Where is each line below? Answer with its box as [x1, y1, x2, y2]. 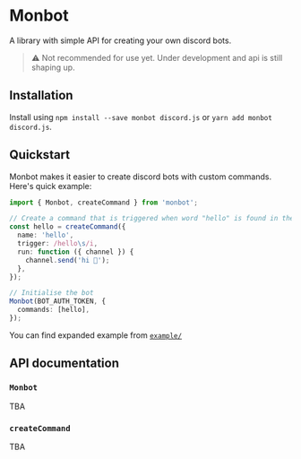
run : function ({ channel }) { [17, 247, 134, 256]
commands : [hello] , [17, 306, 90, 315]
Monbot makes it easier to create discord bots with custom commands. [9, 171, 271, 182]
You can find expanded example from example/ [9, 329, 182, 341]
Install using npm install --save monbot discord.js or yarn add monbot [9, 111, 273, 122]
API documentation [9, 356, 119, 371]
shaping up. [30, 62, 75, 73]
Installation [9, 88, 73, 103]
